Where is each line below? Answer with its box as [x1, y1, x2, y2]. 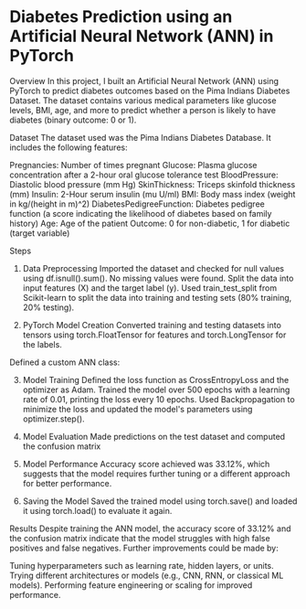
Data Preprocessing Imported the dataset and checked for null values [22, 262, 285, 273]
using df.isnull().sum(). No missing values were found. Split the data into [22, 272, 294, 283]
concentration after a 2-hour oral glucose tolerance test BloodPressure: [9, 169, 279, 180]
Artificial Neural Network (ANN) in [9, 26, 274, 47]
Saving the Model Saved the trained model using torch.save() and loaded [22, 496, 298, 507]
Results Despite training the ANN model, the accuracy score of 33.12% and [9, 523, 291, 534]
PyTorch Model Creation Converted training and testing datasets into [22, 319, 281, 330]
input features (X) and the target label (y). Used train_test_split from [22, 282, 277, 294]
